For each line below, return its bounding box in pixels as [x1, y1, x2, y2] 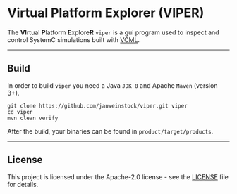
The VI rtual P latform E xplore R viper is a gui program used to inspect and [7, 28, 220, 37]
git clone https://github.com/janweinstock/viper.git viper [7, 102, 188, 110]
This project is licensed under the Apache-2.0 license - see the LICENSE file [7, 172, 229, 181]
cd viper [7, 108, 33, 115]
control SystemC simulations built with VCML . [7, 35, 140, 44]
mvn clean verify [7, 115, 59, 122]
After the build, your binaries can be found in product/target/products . [7, 127, 214, 135]
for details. [7, 180, 39, 188]
